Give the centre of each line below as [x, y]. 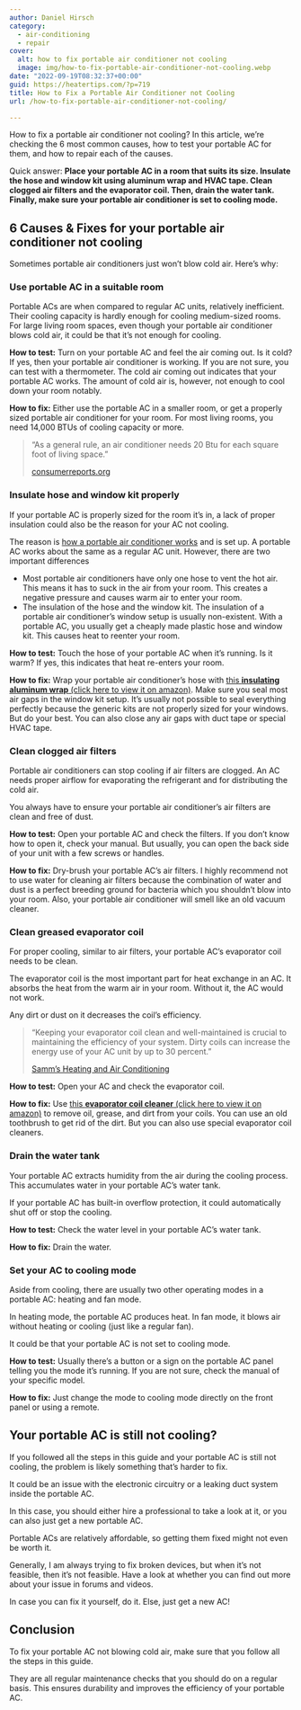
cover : [22, 51]
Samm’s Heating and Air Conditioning [100, 1069]
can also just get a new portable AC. [76, 1520]
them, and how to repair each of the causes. [91, 154]
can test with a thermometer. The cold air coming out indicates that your [143, 372]
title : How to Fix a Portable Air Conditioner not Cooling [122, 93]
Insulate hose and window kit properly [94, 495]
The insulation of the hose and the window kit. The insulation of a [143, 607]
